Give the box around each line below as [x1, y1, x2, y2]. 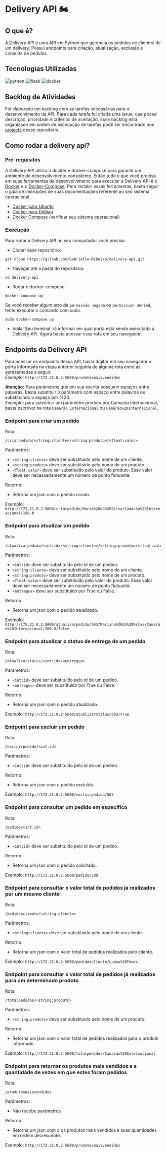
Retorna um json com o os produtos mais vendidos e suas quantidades [12, 1127, 157, 1133]
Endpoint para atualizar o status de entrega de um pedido [5, 638, 146, 644]
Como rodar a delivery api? [5, 141, 90, 150]
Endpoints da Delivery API [5, 345, 87, 354]
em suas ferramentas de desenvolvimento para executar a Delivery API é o [5, 178, 158, 184]
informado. [12, 1041, 35, 1047]
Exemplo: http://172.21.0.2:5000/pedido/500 [5, 872, 98, 878]
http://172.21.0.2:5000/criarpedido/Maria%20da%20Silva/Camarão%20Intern [5, 507, 161, 512]
